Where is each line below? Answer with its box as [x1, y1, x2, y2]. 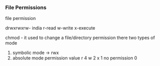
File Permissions [5, 4, 47, 11]
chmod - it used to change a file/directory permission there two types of [5, 34, 155, 41]
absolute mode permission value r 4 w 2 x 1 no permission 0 [12, 55, 137, 61]
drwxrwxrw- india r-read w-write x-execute [5, 25, 96, 31]
